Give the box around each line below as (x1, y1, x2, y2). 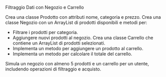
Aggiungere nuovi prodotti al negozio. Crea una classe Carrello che (12, 35, 153, 41)
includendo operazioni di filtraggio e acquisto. (5, 66, 102, 72)
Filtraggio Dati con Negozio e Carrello (5, 5, 84, 10)
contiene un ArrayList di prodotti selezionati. (12, 40, 106, 46)
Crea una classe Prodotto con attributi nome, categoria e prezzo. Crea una (5, 14, 161, 20)
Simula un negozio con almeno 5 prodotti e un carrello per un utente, (5, 61, 149, 66)
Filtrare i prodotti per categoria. (12, 29, 78, 35)
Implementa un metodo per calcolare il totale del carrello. (12, 51, 132, 57)
